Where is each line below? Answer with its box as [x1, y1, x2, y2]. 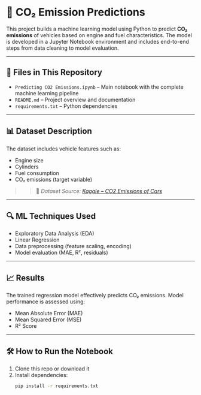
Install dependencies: [14, 372, 68, 378]
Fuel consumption [14, 169, 60, 176]
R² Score [14, 322, 37, 330]
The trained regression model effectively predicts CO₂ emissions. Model [6, 292, 184, 299]
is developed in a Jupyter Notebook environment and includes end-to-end [6, 38, 190, 45]
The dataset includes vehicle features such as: [6, 145, 121, 152]
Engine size [14, 156, 44, 164]
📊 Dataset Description [6, 126, 93, 137]
